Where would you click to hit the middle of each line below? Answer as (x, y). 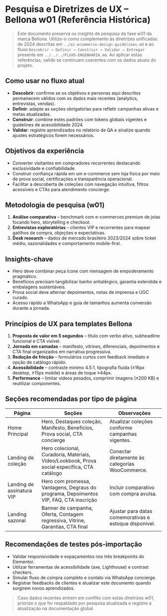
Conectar (120, 451)
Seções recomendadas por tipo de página (71, 399)
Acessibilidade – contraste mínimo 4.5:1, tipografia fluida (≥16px (79, 368)
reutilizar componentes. (37, 383)
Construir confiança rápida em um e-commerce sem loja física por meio (86, 173)
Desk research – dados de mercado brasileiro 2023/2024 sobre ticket (84, 238)
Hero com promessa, (66, 481)
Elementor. (23, 562)
